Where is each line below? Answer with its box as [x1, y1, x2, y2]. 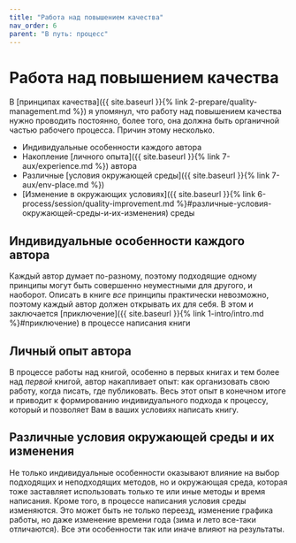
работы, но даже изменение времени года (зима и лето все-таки [9, 514, 256, 524]
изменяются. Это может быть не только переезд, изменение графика [9, 505, 274, 516]
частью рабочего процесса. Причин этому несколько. [9, 125, 215, 135]
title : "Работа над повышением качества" [9, 12, 164, 22]
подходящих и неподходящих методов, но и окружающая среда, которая [9, 477, 288, 487]
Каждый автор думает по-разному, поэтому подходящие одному [9, 271, 258, 281]
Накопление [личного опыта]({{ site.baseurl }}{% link [21, 151, 221, 162]
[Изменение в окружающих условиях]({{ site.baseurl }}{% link [21, 189, 256, 200]
